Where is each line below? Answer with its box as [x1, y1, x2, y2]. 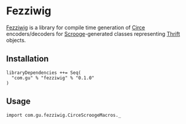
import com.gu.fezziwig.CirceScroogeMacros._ [6, 112, 121, 118]
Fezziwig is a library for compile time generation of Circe [6, 24, 145, 31]
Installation [6, 54, 49, 64]
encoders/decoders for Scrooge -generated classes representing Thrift [6, 30, 181, 37]
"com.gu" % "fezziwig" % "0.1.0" [11, 75, 95, 81]
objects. [6, 36, 26, 44]
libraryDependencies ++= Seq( [6, 70, 82, 76]
